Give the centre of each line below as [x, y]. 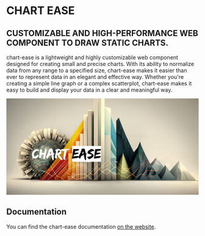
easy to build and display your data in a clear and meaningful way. [89, 90]
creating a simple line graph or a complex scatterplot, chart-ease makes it [99, 83]
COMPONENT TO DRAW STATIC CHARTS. [88, 42]
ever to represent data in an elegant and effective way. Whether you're [95, 77]
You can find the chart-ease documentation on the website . [81, 226]
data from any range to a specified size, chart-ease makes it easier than [97, 70]
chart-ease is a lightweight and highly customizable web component [92, 57]
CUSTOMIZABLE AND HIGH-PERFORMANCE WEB [102, 33]
